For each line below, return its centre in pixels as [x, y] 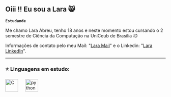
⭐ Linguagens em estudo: [38, 69]
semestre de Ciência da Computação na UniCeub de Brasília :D [72, 35]
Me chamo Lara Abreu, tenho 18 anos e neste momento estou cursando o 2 [84, 30]
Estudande [16, 21]
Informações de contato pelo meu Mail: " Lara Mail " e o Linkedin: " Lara [79, 45]
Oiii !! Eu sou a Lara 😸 [40, 9]
